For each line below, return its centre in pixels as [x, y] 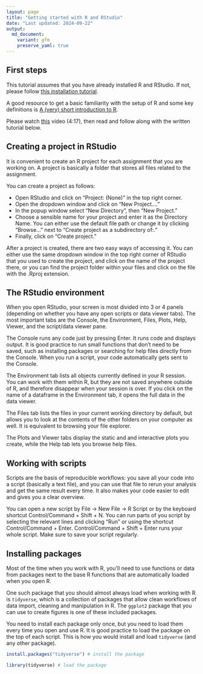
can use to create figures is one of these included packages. [82, 612]
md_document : [28, 35]
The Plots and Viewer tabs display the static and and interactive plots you [98, 438]
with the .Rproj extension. [38, 274]
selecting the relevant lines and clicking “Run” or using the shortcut [90, 522]
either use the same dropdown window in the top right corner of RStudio [96, 254]
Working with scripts [47, 463]
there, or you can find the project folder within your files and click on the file [101, 267]
